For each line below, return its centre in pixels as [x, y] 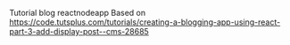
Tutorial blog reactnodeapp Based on [77, 13]
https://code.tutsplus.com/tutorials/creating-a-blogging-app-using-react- [145, 22]
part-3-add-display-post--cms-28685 [79, 31]
